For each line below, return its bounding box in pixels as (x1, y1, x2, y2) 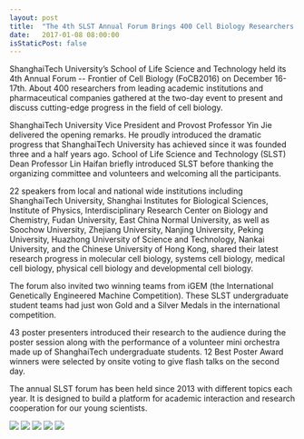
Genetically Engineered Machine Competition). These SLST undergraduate (9, 290, 289, 301)
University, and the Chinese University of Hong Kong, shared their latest (9, 244, 279, 254)
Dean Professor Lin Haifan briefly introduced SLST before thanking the (9, 158, 274, 169)
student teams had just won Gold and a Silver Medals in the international (9, 300, 280, 311)
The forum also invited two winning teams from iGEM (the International (9, 281, 274, 292)
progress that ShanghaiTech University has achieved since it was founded (9, 139, 287, 150)
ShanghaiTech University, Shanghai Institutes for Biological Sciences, (9, 195, 270, 206)
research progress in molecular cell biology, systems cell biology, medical (9, 254, 286, 264)
